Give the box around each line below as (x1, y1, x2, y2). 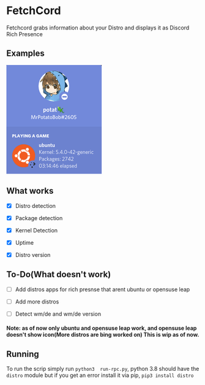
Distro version (15, 251, 51, 258)
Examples (6, 48, 45, 59)
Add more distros (15, 298, 59, 305)
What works (6, 186, 54, 196)
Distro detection (15, 202, 56, 209)
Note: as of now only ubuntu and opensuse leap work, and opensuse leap (6, 324, 197, 332)
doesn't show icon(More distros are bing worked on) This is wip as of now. (6, 331, 199, 338)
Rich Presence (6, 30, 43, 37)
